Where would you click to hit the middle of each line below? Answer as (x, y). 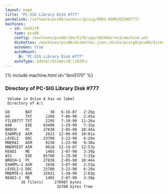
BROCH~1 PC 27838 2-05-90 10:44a (50, 160)
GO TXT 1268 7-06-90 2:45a (50, 116)
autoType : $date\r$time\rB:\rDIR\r (51, 61)
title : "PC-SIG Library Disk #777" (42, 15)
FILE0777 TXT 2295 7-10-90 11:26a (50, 121)
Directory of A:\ (25, 103)
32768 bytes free (75, 186)
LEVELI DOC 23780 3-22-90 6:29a (50, 138)
